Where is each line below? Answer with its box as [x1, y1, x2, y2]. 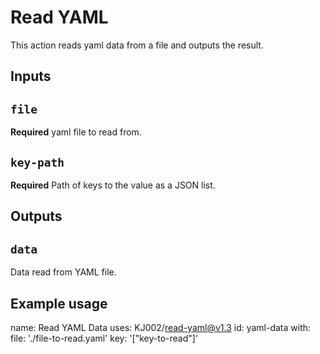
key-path [10, 155, 65, 170]
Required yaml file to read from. [10, 126, 142, 138]
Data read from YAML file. [10, 266, 117, 278]
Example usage [10, 295, 108, 312]
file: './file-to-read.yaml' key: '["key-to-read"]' [10, 332, 199, 344]
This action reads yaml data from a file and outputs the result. [10, 39, 264, 51]
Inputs [10, 68, 52, 85]
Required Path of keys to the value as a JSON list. [10, 179, 216, 191]
